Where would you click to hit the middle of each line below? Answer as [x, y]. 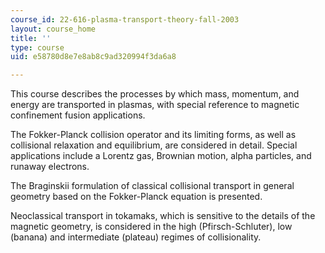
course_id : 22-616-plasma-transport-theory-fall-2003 [125, 19]
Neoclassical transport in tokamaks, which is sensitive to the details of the [163, 216]
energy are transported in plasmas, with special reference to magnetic [155, 105]
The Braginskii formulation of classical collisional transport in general [152, 186]
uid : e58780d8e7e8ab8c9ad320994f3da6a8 [93, 57]
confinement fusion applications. [78, 115]
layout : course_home [53, 29]
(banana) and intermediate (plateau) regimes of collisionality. [136, 237]
